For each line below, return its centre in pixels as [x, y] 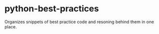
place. [11, 26]
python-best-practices [52, 9]
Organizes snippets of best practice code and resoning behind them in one [79, 22]
